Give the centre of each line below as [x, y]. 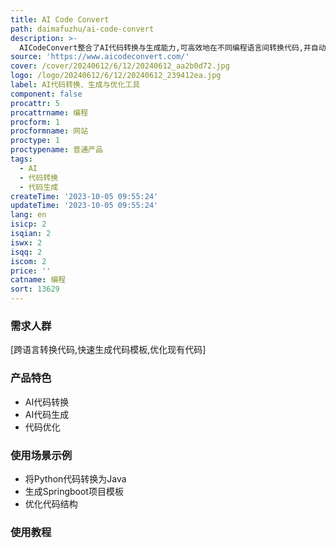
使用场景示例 [41, 455]
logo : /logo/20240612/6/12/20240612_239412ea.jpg [116, 76]
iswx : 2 [26, 242]
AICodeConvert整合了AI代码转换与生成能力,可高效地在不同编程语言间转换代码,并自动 [173, 47]
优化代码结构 [51, 503]
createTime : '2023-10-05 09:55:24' [84, 196]
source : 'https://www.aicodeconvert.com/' [100, 57]
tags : [21, 159]
